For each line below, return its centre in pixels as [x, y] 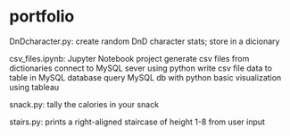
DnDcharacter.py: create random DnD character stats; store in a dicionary [145, 41]
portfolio [42, 17]
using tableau [34, 87]
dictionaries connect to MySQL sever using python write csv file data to [141, 68]
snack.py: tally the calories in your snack [84, 104]
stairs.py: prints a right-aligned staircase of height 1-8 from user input [137, 122]
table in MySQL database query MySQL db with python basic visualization [145, 77]
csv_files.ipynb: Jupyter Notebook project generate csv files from [129, 58]
